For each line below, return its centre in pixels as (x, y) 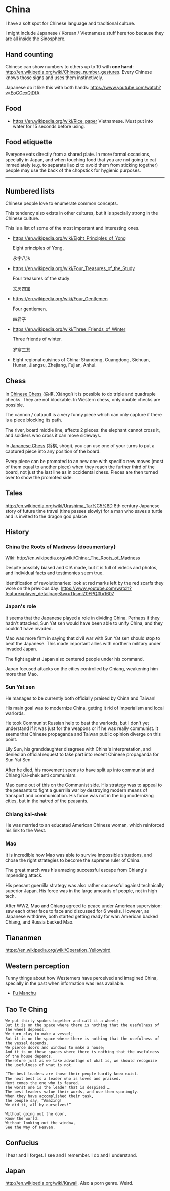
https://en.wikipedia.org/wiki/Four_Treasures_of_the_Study (74, 268)
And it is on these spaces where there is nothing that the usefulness (82, 1052)
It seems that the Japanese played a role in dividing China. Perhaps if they (83, 618)
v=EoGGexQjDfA (23, 93)
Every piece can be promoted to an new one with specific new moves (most (84, 461)
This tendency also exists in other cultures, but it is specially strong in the (82, 213)
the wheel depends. (26, 1030)
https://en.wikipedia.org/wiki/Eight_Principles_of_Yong (69, 238)
